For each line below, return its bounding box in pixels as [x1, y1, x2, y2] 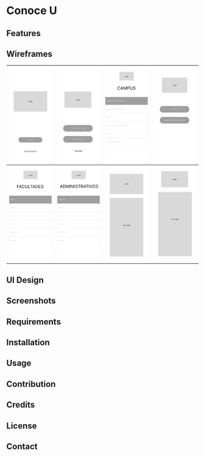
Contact [6, 441, 38, 452]
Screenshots [6, 296, 56, 306]
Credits [6, 400, 35, 410]
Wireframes [6, 48, 53, 59]
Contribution [6, 379, 56, 389]
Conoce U [6, 4, 57, 18]
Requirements [6, 316, 61, 327]
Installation [6, 337, 50, 348]
